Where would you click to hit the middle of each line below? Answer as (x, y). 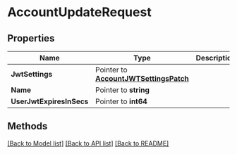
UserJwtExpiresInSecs (50, 101)
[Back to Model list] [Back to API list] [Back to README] (88, 143)
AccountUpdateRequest (79, 12)
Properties (31, 38)
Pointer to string (122, 90)
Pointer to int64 (121, 101)
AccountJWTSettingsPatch (142, 78)
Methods (28, 126)
